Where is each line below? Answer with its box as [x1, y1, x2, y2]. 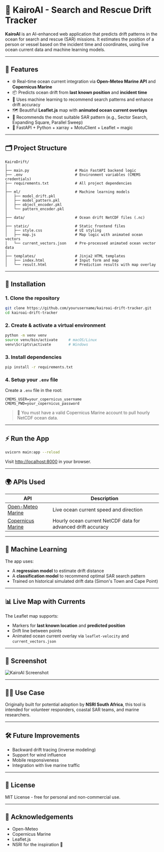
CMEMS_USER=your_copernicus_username [5, 397, 82, 402]
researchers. [5, 712, 31, 718]
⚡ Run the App [5, 434, 49, 442]
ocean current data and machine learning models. [5, 46, 105, 52]
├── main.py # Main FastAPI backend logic [5, 168, 137, 173]
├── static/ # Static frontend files [5, 224, 125, 229]
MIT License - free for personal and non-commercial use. [5, 794, 121, 800]
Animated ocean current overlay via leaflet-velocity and [12, 633, 129, 639]
